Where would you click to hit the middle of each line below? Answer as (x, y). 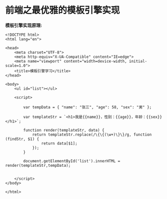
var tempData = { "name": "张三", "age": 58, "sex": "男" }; (88, 107)
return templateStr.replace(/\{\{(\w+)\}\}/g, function (92, 135)
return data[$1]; (59, 143)
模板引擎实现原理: (24, 25)
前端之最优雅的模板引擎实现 (63, 10)
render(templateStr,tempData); (38, 165)
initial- (138, 61)
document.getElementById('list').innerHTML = (72, 161)
